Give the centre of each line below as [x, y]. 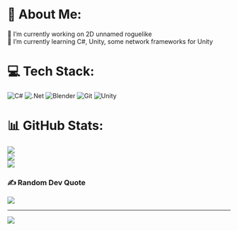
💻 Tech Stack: [51, 72]
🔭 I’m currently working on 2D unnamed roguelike [80, 34]
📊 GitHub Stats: [56, 126]
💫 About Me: [45, 14]
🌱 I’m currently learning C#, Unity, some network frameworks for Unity [110, 41]
